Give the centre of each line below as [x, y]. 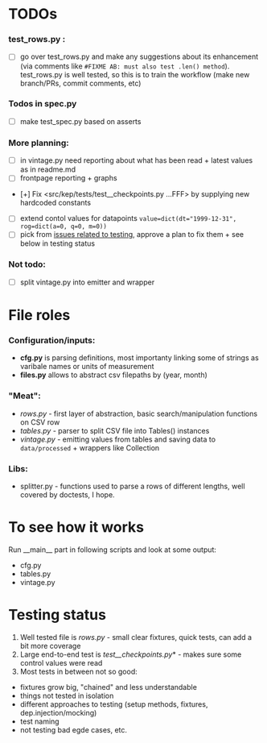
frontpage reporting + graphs [69, 178]
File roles [39, 315]
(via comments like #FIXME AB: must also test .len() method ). [125, 66]
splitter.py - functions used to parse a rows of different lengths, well [132, 486]
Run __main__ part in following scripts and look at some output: [113, 550]
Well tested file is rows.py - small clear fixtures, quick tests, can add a [136, 637]
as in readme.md [48, 169]
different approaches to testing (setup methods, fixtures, [114, 704]
